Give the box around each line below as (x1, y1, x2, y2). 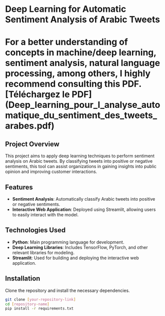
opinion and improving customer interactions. (5, 169, 98, 175)
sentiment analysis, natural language (5, 58, 160, 69)
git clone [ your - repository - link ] (5, 297, 76, 302)
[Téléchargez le (5, 89, 70, 100)
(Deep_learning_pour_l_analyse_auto (5, 100, 161, 110)
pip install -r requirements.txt (5, 306, 74, 311)
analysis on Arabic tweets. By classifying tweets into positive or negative (5, 158, 153, 164)
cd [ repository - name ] (5, 302, 50, 307)
